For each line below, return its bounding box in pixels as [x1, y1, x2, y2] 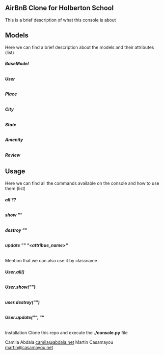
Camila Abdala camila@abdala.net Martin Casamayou [5, 339, 114, 345]
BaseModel [5, 61, 29, 67]
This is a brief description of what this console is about [5, 17, 116, 23]
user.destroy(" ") [5, 299, 40, 305]
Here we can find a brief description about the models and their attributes [5, 44, 154, 50]
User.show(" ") [5, 284, 36, 290]
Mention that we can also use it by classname [5, 257, 97, 263]
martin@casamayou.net [5, 344, 53, 350]
